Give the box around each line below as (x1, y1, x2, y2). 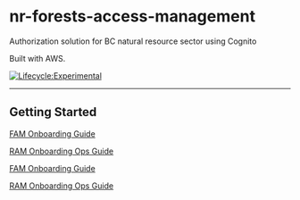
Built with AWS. (9, 53, 66, 63)
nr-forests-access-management (9, 6, 256, 27)
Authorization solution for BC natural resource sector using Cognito (9, 36, 257, 46)
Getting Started (9, 104, 97, 120)
